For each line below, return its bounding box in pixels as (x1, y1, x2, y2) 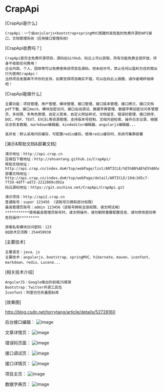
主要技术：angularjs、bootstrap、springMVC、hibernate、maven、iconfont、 (5, 255, 152, 259)
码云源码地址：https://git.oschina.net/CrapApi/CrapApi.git (5, 185, 125, 190)
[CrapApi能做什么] (5, 91, 42, 97)
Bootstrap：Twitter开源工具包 (5, 285, 62, 290)
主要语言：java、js (5, 250, 41, 255)
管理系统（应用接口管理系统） (19, 36, 71, 41)
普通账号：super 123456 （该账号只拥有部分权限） (5, 199, 96, 204)
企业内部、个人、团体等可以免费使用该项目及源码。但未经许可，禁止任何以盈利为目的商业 (5, 66, 158, 71)
